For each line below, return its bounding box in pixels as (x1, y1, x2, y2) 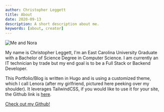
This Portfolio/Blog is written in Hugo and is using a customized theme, (5, 75, 151, 81)
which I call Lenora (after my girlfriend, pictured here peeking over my (5, 81, 149, 87)
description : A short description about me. (5, 21, 99, 27)
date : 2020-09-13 (5, 17, 41, 22)
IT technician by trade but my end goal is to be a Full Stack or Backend (5, 60, 151, 66)
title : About (5, 12, 32, 17)
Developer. (5, 66, 27, 72)
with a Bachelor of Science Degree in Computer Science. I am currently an (5, 55, 158, 61)
